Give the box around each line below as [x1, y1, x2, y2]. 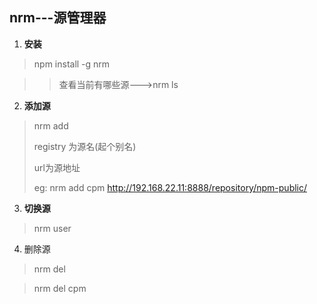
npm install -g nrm [33, 58, 111, 70]
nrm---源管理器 [9, 9, 107, 27]
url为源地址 [33, 161, 81, 173]
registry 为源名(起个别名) [33, 140, 137, 152]
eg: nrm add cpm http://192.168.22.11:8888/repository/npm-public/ [33, 181, 308, 193]
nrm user [33, 222, 72, 234]
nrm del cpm [33, 282, 87, 294]
